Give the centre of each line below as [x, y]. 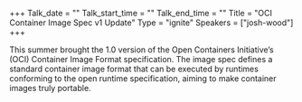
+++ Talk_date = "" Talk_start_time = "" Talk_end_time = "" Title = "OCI [141, 13]
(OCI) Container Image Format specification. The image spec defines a [141, 59]
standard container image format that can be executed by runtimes [134, 69]
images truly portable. [51, 88]
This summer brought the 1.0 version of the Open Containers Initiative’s [142, 50]
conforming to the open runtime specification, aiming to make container [143, 79]
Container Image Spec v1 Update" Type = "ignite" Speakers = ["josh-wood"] [151, 23]
